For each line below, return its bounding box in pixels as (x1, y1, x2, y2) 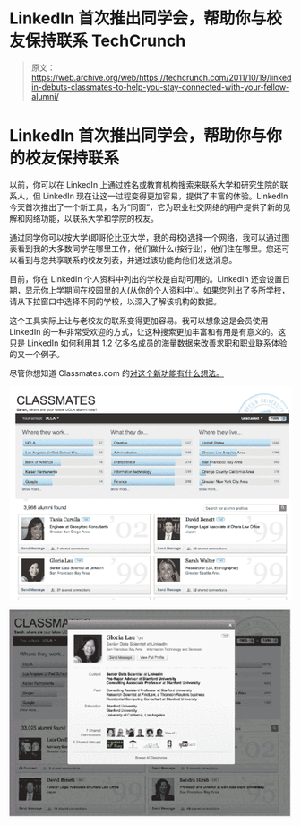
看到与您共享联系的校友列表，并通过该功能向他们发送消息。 (16, 254, 237, 265)
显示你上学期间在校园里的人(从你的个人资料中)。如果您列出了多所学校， (24, 285, 290, 295)
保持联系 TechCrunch (25, 31, 186, 51)
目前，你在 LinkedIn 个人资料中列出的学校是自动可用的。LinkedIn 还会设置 (9, 273, 283, 284)
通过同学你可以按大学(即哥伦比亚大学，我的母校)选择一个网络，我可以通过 (9, 232, 282, 242)
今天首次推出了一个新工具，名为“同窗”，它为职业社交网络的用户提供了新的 (9, 201, 284, 212)
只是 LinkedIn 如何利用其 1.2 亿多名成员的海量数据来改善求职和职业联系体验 (9, 338, 288, 348)
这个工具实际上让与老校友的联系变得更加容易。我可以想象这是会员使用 (9, 315, 269, 326)
